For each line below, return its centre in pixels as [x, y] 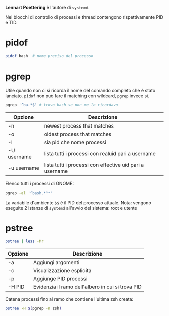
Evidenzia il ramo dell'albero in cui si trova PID [87, 287]
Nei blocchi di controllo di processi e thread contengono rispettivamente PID [84, 17]
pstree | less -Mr [24, 241]
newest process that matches [79, 125]
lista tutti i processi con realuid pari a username [100, 153]
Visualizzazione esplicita [62, 271]
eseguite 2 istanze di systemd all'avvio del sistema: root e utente [71, 208]
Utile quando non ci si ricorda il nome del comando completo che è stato [80, 90]
